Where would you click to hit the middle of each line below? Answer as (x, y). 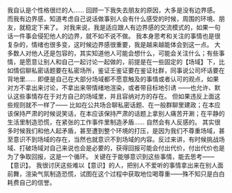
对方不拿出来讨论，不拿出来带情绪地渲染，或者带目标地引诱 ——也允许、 (111, 88)
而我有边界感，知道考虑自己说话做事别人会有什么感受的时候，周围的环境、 (113, 19)
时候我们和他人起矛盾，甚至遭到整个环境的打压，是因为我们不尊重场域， (116, 131)
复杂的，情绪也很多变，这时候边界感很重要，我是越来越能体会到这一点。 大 (114, 44)
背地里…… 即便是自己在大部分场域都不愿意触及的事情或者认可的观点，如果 (113, 79)
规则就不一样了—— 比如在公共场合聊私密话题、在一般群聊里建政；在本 (114, 105)
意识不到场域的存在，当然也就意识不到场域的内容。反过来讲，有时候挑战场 (119, 139)
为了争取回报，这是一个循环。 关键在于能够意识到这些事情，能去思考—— (111, 156)
